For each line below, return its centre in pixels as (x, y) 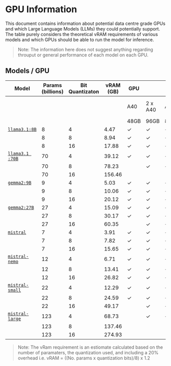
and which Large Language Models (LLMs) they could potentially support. (83, 28)
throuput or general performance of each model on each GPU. (83, 55)
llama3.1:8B (22, 129)
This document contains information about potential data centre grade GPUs (85, 23)
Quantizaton (84, 91)
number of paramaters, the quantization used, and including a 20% (88, 352)
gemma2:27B (21, 207)
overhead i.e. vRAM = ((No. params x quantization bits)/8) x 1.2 (84, 358)
